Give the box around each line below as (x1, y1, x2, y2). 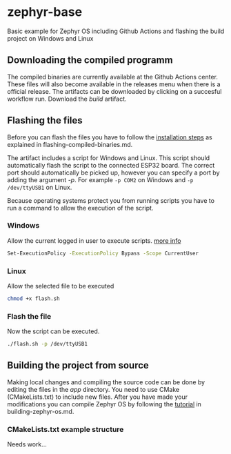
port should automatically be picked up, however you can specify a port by (7, 168, 220, 177)
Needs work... (7, 440, 47, 448)
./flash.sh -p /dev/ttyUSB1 (7, 341, 88, 348)
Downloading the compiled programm (7, 55, 174, 66)
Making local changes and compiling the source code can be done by (7, 377, 205, 386)
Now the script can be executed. (7, 327, 100, 335)
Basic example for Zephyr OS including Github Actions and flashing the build (7, 27, 225, 35)
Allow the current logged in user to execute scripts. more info (7, 236, 181, 245)
